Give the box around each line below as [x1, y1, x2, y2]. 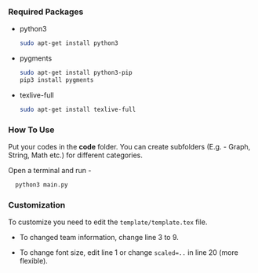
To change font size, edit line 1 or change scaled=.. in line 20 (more [19, 248, 239, 257]
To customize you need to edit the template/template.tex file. [8, 217, 208, 227]
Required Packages [8, 6, 84, 17]
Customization [8, 199, 66, 210]
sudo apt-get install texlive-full [19, 105, 136, 113]
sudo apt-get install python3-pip [19, 69, 133, 77]
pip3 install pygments [19, 76, 94, 84]
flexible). [19, 256, 49, 266]
